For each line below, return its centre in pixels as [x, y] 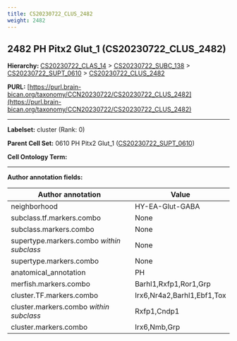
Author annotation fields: [45, 178]
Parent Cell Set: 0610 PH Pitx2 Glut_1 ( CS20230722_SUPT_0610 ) [101, 143]
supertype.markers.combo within [66, 241]
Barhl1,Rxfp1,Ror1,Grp [173, 284]
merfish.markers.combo [50, 284]
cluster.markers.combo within [60, 307]
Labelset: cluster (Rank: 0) [46, 130]
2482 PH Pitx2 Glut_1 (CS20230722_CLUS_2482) [117, 49]
